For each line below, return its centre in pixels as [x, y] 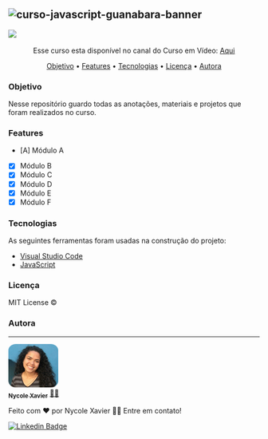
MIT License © [33, 303]
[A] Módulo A [41, 150]
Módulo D [36, 184]
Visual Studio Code [51, 256]
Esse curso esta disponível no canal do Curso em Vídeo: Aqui [134, 50]
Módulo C [36, 175]
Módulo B [35, 166]
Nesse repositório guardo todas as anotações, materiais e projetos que [125, 104]
